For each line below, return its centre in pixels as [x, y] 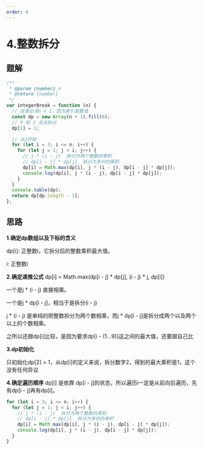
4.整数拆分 [33, 44]
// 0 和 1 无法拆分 [34, 123]
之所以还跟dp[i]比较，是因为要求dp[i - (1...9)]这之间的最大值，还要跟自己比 [100, 336]
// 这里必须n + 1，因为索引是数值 [50, 111]
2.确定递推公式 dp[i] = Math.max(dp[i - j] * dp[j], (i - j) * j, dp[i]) [86, 277]
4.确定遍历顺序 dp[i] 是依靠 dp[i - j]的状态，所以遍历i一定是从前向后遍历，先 [102, 382]
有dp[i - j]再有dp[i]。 [32, 390]
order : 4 [17, 12]
